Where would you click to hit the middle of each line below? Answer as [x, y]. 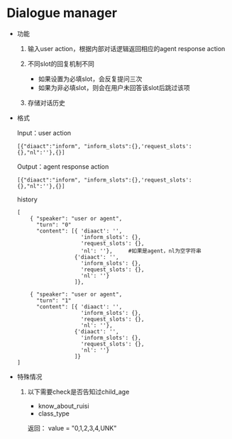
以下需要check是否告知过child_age [78, 391]
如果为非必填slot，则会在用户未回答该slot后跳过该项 [114, 87]
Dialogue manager [62, 13]
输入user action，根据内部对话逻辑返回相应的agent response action [126, 48]
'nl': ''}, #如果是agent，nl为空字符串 [141, 251]
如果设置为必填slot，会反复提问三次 [90, 79]
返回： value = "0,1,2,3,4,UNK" [72, 428]
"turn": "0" [54, 225]
